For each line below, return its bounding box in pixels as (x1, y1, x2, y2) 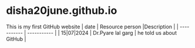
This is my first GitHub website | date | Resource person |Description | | (6, 23, 179, 30)
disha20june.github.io (6, 4, 117, 17)
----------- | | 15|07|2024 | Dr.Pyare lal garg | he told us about (27, 29, 177, 36)
